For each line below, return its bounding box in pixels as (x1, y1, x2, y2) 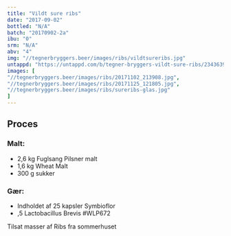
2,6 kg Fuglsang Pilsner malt (16, 154, 98, 163)
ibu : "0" (7, 36, 32, 43)
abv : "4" (7, 49, 32, 56)
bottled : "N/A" (7, 23, 51, 29)
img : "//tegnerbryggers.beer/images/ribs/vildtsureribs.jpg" (7, 55, 186, 62)
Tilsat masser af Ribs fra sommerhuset (7, 222, 117, 231)
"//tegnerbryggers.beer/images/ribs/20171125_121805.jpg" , (7, 80, 180, 87)
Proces (7, 118, 38, 130)
